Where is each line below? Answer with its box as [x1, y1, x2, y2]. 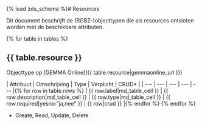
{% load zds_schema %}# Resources [6, 5, 99, 12]
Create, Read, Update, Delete [15, 112, 89, 119]
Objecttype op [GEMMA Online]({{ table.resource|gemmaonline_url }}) [6, 69, 183, 76]
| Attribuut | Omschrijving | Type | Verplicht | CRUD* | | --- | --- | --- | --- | [6, 80, 192, 87]
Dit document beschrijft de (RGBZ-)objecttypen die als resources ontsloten [6, 17, 194, 24]
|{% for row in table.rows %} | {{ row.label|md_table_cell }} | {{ [12, 87, 169, 94]
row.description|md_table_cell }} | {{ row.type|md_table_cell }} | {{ [6, 93, 171, 101]
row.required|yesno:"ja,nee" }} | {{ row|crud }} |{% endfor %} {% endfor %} [6, 100, 196, 107]
